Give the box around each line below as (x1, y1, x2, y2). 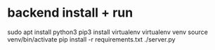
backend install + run (7, 5, 133, 21)
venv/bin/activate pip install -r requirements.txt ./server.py (7, 35, 176, 43)
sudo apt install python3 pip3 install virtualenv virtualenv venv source (7, 28, 209, 36)
